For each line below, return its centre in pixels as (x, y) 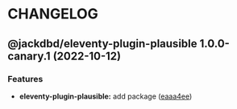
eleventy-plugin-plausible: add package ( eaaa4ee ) (106, 96)
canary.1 (29, 56)
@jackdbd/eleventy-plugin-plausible (103, 44)
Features (25, 79)
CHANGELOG (53, 14)
